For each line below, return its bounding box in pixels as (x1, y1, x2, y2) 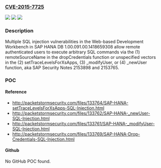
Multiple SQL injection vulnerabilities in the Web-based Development (5, 38, 144, 45)
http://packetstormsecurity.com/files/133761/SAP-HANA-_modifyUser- (12, 120, 155, 126)
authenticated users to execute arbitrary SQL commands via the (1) (5, 49, 140, 55)
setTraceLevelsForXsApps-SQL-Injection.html (12, 105, 104, 111)
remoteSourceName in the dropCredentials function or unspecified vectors (5, 54, 156, 60)
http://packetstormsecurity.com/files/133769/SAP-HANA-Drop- (12, 131, 140, 137)
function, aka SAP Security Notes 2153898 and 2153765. (5, 65, 119, 71)
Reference (5, 89, 27, 95)
